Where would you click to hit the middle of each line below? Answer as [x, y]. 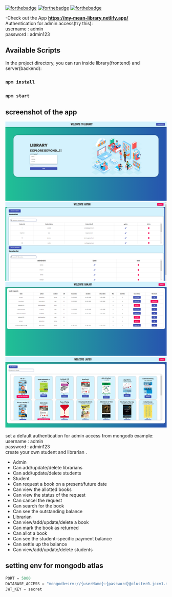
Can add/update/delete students [47, 473]
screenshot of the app [41, 112]
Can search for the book [38, 506]
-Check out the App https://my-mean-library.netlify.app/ [67, 18]
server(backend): [24, 68]
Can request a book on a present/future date [60, 484]
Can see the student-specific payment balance [62, 539]
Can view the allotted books [42, 489]
